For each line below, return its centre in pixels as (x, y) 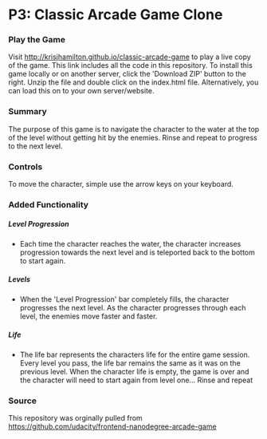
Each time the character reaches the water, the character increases (130, 243)
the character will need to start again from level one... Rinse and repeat (136, 380)
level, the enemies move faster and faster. (88, 316)
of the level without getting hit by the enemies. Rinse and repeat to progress (133, 137)
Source (23, 401)
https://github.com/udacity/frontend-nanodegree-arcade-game (112, 427)
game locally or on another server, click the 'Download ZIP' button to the (128, 74)
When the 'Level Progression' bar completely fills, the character (124, 299)
